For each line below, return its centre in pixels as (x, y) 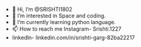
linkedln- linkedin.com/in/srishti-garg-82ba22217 (74, 37)
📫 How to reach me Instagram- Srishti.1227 (67, 29)
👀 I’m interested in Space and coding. (59, 16)
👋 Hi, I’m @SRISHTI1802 (42, 9)
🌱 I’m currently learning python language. (64, 22)
